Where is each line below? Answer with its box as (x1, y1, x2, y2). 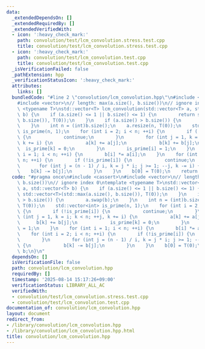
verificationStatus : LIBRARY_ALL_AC (12, 282, 105, 288)
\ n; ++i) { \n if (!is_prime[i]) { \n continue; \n (17, 157, 195, 163)
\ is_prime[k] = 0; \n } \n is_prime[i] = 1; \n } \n (17, 145, 195, 152)
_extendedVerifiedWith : (12, 26, 72, 32)
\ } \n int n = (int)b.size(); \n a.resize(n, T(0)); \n (17, 123, 182, 129)
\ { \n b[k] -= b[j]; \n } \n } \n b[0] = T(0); (17, 242, 198, 249)
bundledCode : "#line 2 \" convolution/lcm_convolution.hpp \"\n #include (12, 94, 195, 100)
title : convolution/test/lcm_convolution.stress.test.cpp (17, 43, 168, 50)
